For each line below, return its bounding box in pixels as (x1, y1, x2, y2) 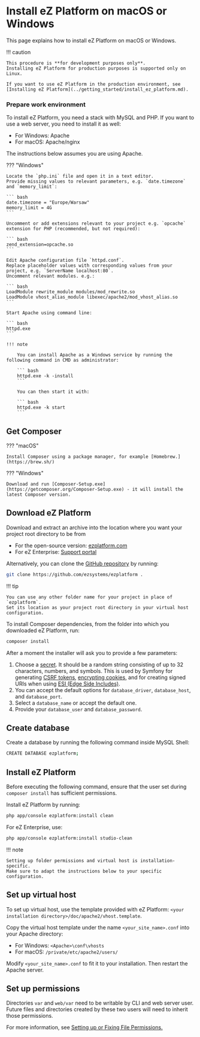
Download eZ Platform (6, 508, 92, 518)
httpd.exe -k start (17, 404, 66, 411)
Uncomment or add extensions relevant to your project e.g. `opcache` (6, 220, 186, 227)
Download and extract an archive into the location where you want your (6, 524, 183, 531)
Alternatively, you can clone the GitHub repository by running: (6, 560, 159, 567)
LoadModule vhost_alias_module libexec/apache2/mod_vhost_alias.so (6, 294, 178, 300)
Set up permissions (6, 984, 80, 994)
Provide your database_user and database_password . (14, 705, 143, 713)
